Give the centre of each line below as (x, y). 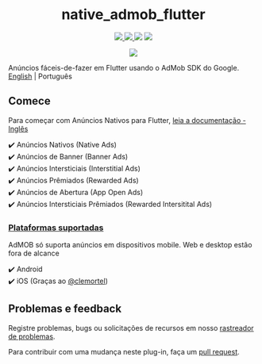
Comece (29, 101)
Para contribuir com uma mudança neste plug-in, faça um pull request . (124, 351)
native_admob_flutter (133, 15)
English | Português (40, 76)
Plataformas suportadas (56, 228)
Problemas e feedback (65, 309)
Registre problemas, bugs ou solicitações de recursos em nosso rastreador (131, 328)
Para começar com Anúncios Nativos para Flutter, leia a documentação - (127, 120)
